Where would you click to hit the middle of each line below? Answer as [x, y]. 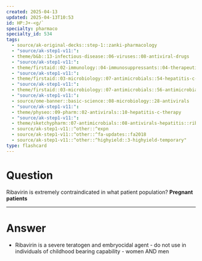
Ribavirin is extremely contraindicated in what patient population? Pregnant [100, 192]
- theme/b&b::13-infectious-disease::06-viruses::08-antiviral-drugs [100, 56]
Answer [26, 228]
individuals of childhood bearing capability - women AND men [92, 251]
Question [29, 175]
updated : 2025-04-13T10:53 [40, 17]
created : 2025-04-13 [32, 12]
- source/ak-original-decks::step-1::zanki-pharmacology [84, 46]
